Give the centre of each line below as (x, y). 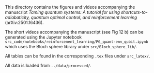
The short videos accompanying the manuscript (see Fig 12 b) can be (74, 32)
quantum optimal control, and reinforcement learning (84, 17)
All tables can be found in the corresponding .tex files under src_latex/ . (77, 56)
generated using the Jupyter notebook (44, 37)
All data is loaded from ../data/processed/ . (48, 65)
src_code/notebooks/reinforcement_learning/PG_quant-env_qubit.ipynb (77, 42)
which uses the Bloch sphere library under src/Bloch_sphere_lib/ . (71, 46)
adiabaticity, (17, 17)
